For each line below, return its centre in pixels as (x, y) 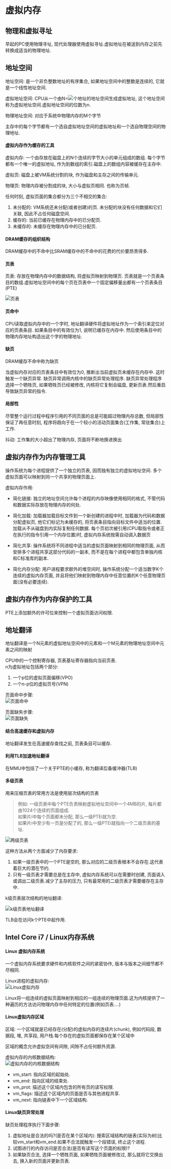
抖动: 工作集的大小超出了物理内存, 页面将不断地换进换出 (64, 440)
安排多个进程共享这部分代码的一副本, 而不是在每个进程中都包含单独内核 (88, 552)
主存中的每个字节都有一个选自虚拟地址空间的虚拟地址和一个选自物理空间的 (83, 126)
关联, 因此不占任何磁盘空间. (41, 214)
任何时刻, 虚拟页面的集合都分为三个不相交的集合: (56, 197)
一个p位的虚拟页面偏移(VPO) (42, 678)
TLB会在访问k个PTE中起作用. (36, 920)
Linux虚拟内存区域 (25, 1017)
